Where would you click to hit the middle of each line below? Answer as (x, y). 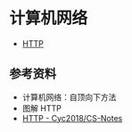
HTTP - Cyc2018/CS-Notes (72, 118)
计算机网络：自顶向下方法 (69, 97)
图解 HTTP (42, 108)
